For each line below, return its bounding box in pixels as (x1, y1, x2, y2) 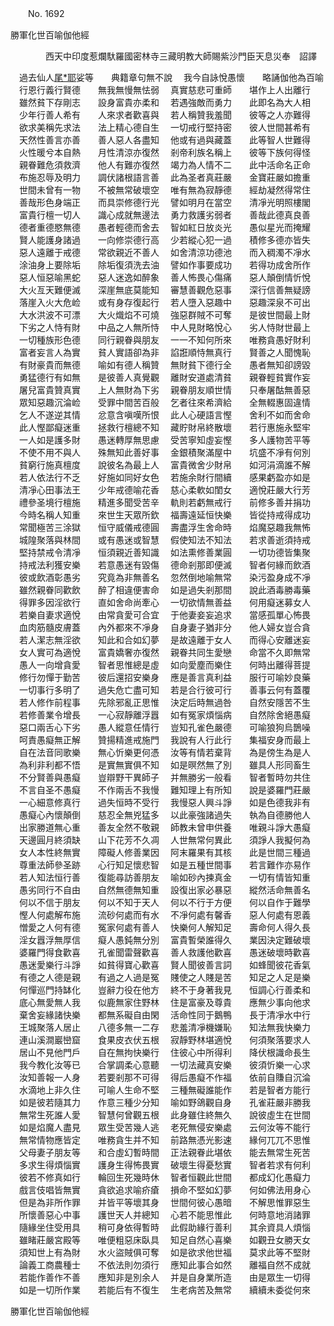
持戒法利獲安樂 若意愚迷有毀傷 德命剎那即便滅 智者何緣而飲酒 (18, 559, 311, 571)
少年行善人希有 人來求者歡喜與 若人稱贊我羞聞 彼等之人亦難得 (18, 109, 311, 121)
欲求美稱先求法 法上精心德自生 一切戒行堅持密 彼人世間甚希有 (18, 122, 311, 133)
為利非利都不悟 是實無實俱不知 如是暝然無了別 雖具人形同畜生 (18, 759, 311, 771)
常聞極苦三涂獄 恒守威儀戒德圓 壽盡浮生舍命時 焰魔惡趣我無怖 (18, 522, 311, 533)
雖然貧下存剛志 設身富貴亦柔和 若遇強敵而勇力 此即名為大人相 (18, 97, 311, 108)
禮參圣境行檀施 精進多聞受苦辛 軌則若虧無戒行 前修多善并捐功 (18, 497, 311, 508)
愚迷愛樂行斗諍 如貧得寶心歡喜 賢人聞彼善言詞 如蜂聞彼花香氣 (18, 959, 311, 971)
